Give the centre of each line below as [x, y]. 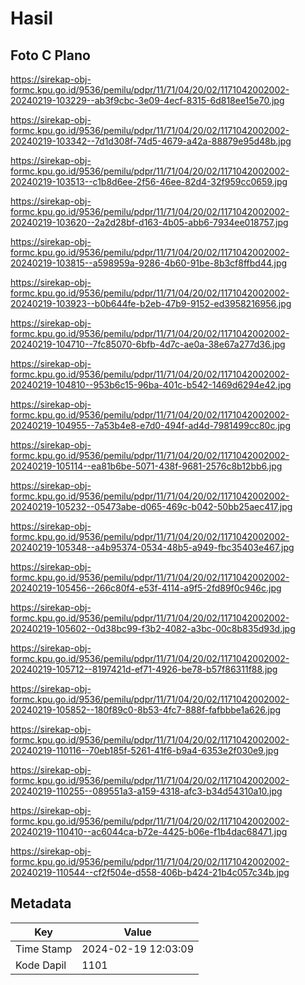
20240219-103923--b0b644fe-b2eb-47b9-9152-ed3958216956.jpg [151, 303]
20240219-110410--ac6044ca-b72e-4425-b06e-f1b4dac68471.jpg [149, 831]
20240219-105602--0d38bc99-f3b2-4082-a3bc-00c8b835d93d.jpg [153, 628]
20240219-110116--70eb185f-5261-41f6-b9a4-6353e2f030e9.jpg [145, 750]
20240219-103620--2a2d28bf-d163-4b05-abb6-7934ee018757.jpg [149, 222]
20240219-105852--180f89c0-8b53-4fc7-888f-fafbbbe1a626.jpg [146, 710]
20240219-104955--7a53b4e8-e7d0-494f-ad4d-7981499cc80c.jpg [151, 425]
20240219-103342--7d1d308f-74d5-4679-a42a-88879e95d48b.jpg [151, 141]
